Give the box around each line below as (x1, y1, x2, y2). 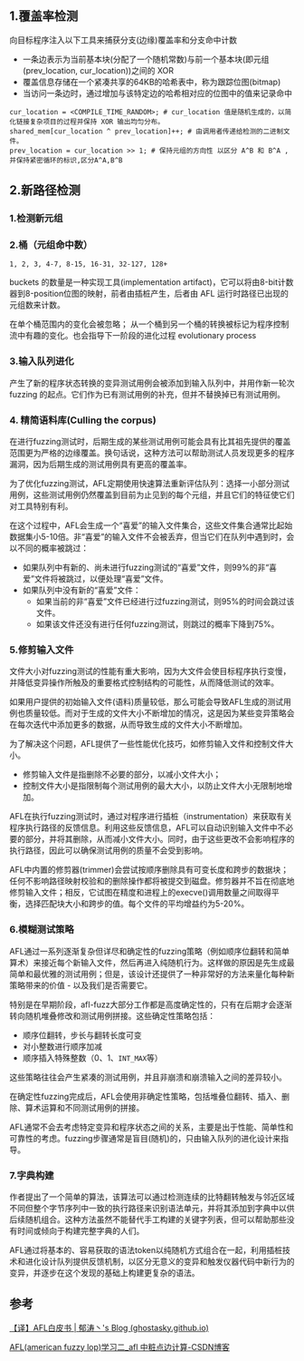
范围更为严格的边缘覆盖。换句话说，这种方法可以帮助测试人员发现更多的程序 (9, 447, 295, 458)
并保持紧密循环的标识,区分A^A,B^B (9, 155, 123, 165)
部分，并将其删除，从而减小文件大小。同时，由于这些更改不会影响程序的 (24, 834, 295, 845)
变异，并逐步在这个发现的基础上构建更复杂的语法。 (9, 1267, 200, 1278)
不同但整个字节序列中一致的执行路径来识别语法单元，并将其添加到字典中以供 (9, 1202, 295, 1213)
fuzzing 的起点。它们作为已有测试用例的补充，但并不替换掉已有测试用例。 (9, 388, 286, 399)
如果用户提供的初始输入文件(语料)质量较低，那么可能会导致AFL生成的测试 (9, 697, 284, 708)
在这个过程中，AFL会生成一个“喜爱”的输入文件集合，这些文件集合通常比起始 (9, 520, 293, 531)
